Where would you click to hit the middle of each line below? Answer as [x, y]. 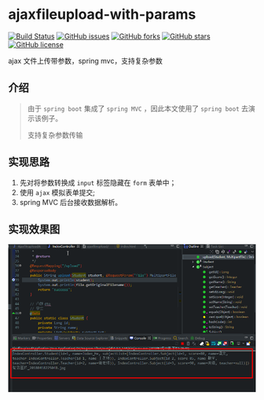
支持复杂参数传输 [55, 134]
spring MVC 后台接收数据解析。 [71, 202]
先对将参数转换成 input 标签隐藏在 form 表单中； [98, 182]
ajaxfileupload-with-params [102, 15]
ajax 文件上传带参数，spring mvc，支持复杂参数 [85, 61]
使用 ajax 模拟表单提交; [57, 192]
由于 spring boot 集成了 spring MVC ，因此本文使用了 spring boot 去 [138, 108]
